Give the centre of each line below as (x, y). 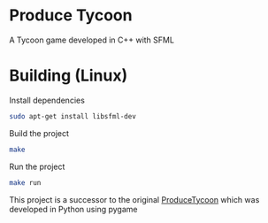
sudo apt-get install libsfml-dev (73, 116)
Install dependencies (47, 100)
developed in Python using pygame (73, 209)
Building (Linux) (69, 76)
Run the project (37, 166)
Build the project (39, 133)
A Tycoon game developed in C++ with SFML (92, 40)
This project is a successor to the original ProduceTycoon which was (134, 199)
